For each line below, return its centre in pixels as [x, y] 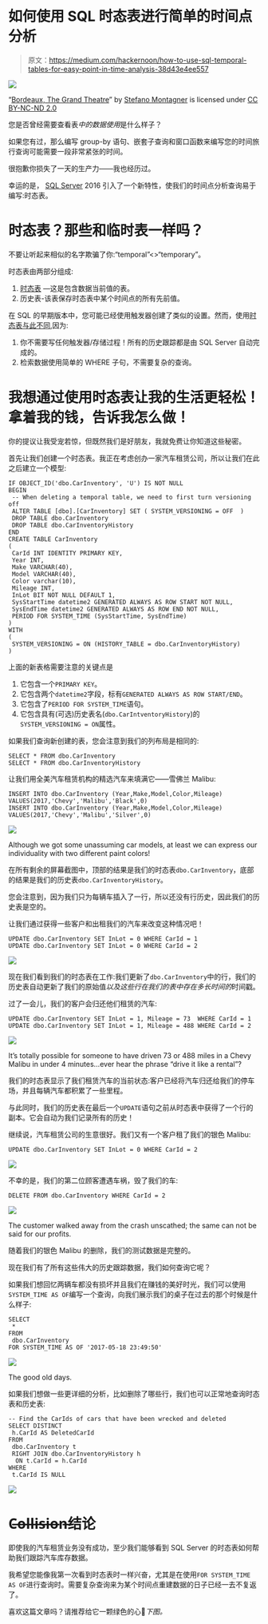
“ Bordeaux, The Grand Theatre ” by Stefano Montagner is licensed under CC [133, 99]
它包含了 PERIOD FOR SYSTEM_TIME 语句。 [84, 703]
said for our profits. [40, 1234]
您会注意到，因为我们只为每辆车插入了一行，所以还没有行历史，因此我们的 [130, 897]
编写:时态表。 [31, 195]
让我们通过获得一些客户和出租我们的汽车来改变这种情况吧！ [106, 923]
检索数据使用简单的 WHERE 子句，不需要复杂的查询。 [108, 362]
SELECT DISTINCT [35, 1426]
